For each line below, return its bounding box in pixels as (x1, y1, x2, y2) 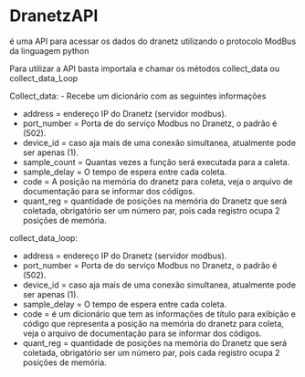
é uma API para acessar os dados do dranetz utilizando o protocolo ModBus (9, 36, 297, 47)
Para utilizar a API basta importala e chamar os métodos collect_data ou (9, 63, 280, 74)
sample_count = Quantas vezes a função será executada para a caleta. (22, 156, 290, 167)
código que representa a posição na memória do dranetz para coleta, (22, 318, 285, 329)
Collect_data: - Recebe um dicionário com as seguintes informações (9, 90, 267, 101)
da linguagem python (9, 45, 89, 56)
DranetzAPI (9, 5, 99, 26)
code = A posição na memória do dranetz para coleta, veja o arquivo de (22, 175, 293, 187)
